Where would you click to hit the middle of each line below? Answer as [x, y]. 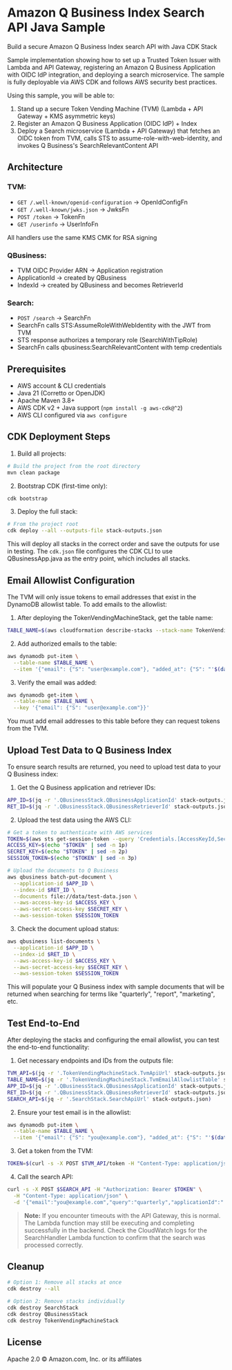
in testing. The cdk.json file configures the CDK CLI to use [90, 552]
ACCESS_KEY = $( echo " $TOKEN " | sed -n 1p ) [68, 845]
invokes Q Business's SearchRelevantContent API [88, 145]
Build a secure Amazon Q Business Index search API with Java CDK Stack [112, 46]
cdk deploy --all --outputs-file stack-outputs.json [85, 531]
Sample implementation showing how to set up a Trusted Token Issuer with [114, 59]
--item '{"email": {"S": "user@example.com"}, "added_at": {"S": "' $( [117, 669]
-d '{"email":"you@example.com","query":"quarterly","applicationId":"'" [122, 1202]
